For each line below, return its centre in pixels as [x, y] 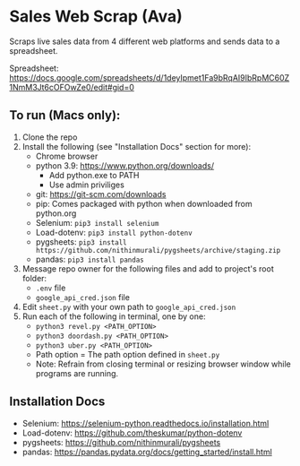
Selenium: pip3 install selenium [97, 222]
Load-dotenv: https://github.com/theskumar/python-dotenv [132, 433]
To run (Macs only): [65, 115]
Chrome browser [67, 156]
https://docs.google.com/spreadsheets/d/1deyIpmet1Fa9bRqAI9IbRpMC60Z [150, 77]
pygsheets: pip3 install [81, 242]
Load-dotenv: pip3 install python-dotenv [114, 232]
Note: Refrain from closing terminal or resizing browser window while [163, 364]
